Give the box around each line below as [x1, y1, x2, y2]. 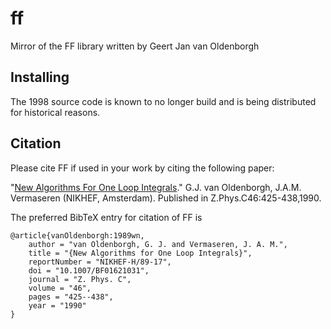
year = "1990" [28, 300, 87, 311]
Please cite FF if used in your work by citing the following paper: [10, 162, 275, 174]
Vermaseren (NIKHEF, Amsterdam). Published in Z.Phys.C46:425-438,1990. [10, 192, 322, 204]
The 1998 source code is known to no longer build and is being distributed [10, 95, 317, 107]
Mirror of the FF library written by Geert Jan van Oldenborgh [10, 40, 260, 52]
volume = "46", [28, 283, 92, 293]
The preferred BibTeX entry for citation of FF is [10, 211, 203, 223]
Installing [10, 69, 70, 86]
